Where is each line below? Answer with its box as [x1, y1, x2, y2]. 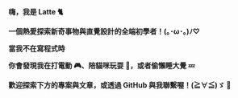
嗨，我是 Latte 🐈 [8, 7, 64, 16]
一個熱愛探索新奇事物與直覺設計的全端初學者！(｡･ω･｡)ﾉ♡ [8, 27, 200, 36]
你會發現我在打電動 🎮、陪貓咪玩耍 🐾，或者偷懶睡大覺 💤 [8, 61, 195, 70]
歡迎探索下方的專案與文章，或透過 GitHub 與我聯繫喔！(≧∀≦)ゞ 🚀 [8, 80, 232, 90]
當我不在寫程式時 [8, 43, 65, 53]
